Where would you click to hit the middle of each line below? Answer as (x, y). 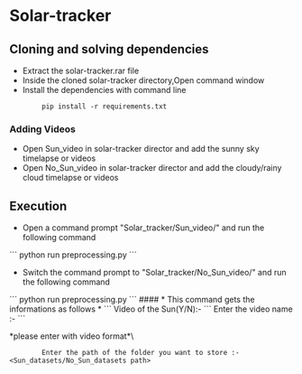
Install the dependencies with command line (104, 90)
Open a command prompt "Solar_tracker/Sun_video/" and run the (143, 228)
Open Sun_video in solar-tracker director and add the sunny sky (141, 149)
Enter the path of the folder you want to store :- (141, 353)
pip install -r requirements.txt (105, 107)
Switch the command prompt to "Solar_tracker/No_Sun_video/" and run (154, 273)
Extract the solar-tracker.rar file (81, 70)
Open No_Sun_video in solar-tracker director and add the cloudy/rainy (152, 168)
